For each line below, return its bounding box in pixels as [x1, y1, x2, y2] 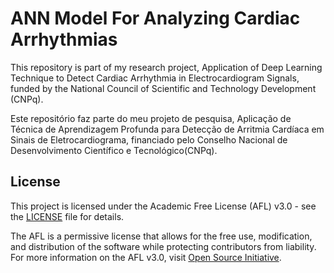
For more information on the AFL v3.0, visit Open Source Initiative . [10, 251, 282, 263]
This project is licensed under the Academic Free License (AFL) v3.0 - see [10, 200, 317, 212]
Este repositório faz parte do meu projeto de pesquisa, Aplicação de [10, 112, 292, 124]
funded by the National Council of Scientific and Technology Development [10, 82, 317, 94]
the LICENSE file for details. [10, 210, 125, 222]
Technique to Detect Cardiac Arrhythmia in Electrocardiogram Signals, [10, 72, 300, 84]
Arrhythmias [10, 28, 118, 51]
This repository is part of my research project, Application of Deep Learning [10, 61, 323, 73]
